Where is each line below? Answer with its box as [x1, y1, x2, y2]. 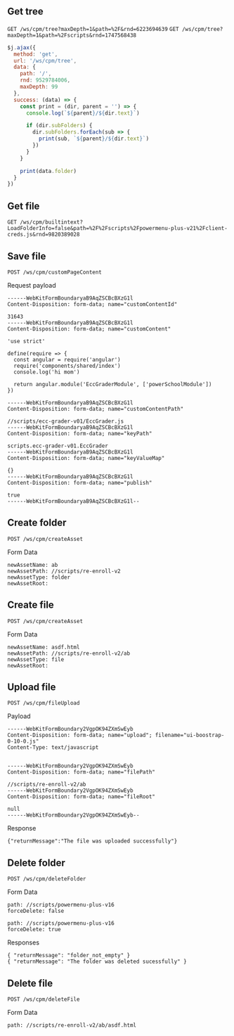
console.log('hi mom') [13, 369, 80, 376]
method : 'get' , [13, 51, 58, 58]
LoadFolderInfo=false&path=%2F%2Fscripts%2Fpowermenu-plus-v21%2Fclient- [7, 225, 228, 232]
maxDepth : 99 [20, 84, 58, 91]
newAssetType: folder [7, 573, 71, 581]
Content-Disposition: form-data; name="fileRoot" [7, 793, 156, 800]
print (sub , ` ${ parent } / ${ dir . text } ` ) [38, 135, 150, 143]
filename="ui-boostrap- [155, 731, 225, 739]
